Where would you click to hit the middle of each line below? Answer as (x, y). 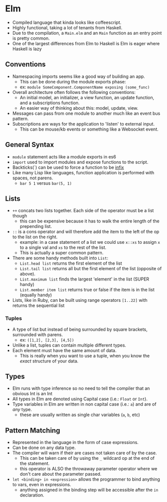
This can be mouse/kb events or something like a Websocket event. (89, 129)
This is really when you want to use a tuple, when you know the (85, 356)
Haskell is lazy (27, 49)
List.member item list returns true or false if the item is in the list (87, 290)
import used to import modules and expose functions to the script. (80, 162)
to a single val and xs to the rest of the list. (63, 248)
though (20, 216)
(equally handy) (36, 295)
